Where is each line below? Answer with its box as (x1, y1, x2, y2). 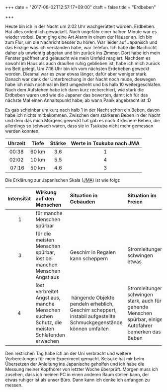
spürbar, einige (127, 316, 163, 322)
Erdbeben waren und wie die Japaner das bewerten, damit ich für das (5, 92, 148, 98)
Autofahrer (127, 322, 153, 329)
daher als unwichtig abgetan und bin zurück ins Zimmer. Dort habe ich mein (5, 50, 161, 56)
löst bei (35, 255, 53, 262)
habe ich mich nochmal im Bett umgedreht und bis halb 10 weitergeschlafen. (5, 81, 162, 87)
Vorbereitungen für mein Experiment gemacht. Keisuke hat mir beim (5, 356, 144, 362)
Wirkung (35, 189, 57, 196)
